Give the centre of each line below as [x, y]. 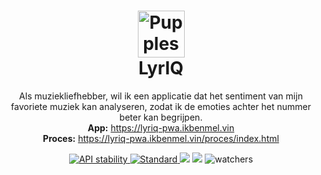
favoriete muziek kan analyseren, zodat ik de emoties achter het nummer [161, 106]
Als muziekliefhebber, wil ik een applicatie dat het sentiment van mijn [161, 96]
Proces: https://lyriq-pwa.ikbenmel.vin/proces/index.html [161, 138]
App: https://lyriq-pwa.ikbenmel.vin [161, 127]
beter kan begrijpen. [161, 117]
